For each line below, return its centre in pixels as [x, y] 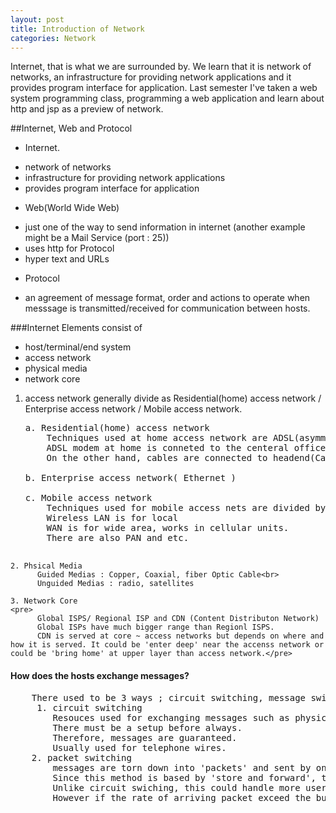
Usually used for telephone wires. [139, 747]
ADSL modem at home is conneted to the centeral [168, 448]
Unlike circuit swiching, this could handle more [176, 787]
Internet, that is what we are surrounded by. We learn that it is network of [161, 67]
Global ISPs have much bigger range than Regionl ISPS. [155, 627]
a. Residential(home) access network [117, 428]
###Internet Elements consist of [76, 328]
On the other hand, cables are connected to [157, 458]
